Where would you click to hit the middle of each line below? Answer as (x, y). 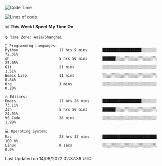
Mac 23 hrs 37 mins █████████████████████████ (81, 137)
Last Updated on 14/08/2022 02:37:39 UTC (48, 158)
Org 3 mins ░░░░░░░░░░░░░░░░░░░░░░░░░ (81, 84)
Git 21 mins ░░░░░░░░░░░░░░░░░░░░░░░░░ (81, 67)
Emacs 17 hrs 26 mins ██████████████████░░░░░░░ (81, 101)
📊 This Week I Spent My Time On (39, 26)
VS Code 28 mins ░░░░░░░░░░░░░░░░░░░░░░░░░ (81, 118)
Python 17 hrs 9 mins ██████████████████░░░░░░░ (81, 50)
